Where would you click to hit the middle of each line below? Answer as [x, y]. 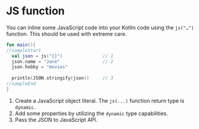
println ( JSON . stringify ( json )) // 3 [62, 78]
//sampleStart [24, 50]
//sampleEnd [21, 84]
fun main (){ [21, 45]
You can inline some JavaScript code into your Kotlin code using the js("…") [100, 27]
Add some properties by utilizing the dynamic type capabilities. [91, 113]
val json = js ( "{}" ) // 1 [62, 56]
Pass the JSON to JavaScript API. [56, 119]
